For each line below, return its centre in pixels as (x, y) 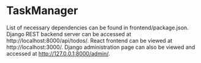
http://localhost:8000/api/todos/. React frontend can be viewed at (89, 40)
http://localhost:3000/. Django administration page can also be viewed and (101, 47)
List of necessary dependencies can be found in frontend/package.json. (97, 28)
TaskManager (42, 11)
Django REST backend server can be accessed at (69, 34)
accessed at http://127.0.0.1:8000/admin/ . (58, 53)
